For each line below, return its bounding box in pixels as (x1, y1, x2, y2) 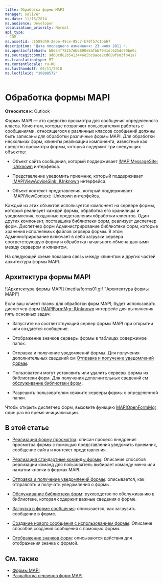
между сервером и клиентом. (5, 244, 68, 250)
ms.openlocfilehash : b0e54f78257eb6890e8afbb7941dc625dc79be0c (5, 48, 137, 53)
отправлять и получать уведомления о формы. (12, 482, 111, 488)
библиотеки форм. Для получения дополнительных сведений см (12, 375, 148, 381)
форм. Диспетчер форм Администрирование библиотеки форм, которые (5, 223, 158, 229)
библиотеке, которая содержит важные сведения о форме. (12, 496, 137, 502)
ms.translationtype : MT (5, 57, 54, 62)
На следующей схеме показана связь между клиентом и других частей (5, 253, 156, 259)
